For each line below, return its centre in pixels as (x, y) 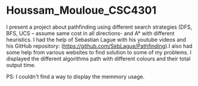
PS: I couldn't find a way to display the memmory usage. (75, 76)
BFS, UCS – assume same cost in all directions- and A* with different (90, 33)
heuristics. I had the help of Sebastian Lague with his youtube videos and (96, 39)
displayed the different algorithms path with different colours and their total (98, 59)
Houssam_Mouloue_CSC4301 (81, 10)
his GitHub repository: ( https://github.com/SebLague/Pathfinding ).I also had (99, 46)
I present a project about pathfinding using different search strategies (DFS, (99, 27)
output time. (21, 65)
